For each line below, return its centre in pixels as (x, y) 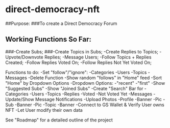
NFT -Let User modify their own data (44, 110)
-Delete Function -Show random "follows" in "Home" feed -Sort (95, 78)
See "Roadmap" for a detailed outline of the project (59, 120)
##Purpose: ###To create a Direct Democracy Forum (61, 23)
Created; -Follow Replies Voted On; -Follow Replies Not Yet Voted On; (78, 62)
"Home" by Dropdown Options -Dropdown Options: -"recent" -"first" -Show (85, 83)
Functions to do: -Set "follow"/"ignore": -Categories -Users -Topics (76, 72)
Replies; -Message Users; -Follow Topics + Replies (98, 57)
